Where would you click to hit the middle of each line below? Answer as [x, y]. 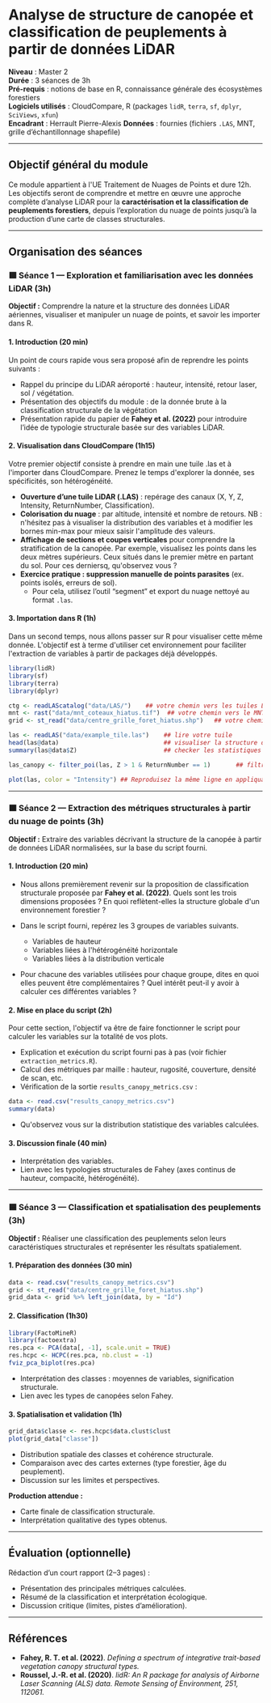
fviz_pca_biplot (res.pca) [52, 1363]
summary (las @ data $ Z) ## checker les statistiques [135, 750]
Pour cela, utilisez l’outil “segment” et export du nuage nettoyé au [141, 591]
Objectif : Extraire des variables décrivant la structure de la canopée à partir [135, 839]
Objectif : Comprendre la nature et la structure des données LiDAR [119, 306]
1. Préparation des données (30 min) [71, 1265]
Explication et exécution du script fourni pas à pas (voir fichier [123, 1052]
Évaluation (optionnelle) [70, 1553]
